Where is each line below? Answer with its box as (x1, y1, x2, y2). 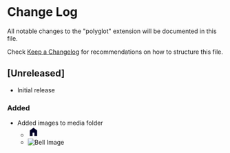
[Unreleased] (7, 68, 65, 79)
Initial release (17, 85, 55, 94)
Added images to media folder (17, 119, 103, 127)
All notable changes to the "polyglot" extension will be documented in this (7, 27, 217, 35)
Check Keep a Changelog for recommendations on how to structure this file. (7, 48, 224, 56)
